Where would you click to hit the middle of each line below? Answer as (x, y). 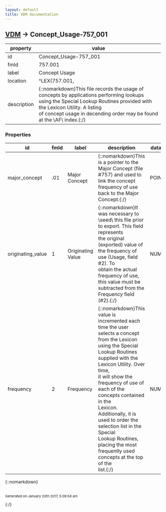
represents (111, 232)
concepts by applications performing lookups (91, 95)
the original (111, 238)
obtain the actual (118, 269)
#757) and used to (120, 174)
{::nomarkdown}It (118, 207)
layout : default (22, 10)
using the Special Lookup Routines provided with (95, 101)
